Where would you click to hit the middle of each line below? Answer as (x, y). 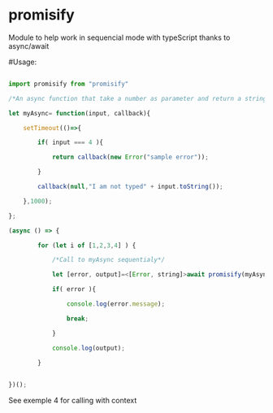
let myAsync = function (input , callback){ (80, 113)
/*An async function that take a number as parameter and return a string (138, 98)
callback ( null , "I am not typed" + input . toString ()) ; (130, 187)
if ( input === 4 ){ (71, 143)
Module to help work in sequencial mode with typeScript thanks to (119, 37)
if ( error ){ (74, 289)
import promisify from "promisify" (69, 84)
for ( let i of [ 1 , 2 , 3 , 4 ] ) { (87, 246)
